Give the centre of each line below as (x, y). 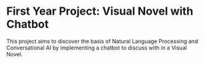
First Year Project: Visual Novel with (100, 11)
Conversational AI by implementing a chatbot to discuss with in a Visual (97, 48)
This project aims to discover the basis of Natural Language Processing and (102, 41)
